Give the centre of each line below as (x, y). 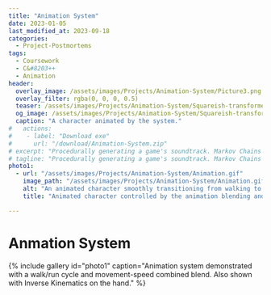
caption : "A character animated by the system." (99, 121)
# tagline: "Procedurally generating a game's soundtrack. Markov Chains (135, 158)
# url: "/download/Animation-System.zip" (88, 143)
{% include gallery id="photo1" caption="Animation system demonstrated (130, 265)
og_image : (32, 114)
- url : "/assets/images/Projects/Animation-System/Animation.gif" (129, 174)
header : (21, 83)
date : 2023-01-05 (38, 23)
